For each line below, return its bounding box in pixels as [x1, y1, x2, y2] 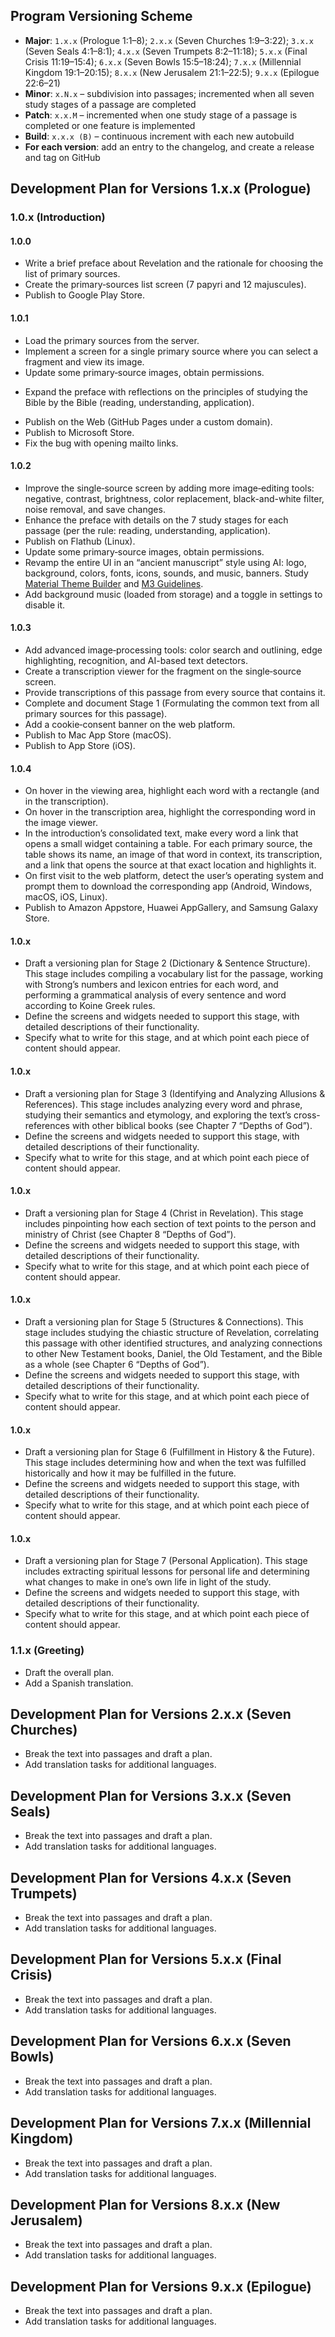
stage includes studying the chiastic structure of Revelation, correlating [24, 1326, 319, 1338]
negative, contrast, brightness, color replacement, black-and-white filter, [24, 492, 325, 504]
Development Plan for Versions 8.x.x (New [10, 2196, 281, 2213]
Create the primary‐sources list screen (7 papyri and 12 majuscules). [24, 279, 307, 291]
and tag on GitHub [24, 151, 101, 163]
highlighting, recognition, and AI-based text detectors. [24, 654, 248, 666]
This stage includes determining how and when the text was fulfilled [24, 1457, 307, 1469]
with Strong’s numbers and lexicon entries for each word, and [24, 979, 279, 991]
